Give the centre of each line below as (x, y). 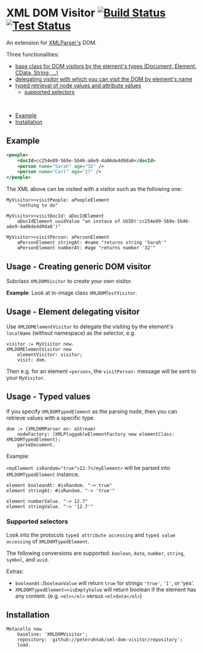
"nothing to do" (38, 206)
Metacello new (24, 629)
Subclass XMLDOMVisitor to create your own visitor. (69, 281)
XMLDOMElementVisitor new (39, 349)
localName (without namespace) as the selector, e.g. (71, 333)
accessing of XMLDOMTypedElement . (48, 541)
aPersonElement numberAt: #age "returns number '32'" (86, 248)
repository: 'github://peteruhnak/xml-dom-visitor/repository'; (100, 640)
